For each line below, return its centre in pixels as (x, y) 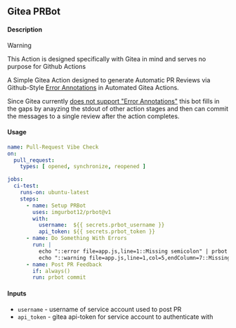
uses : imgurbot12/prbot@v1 (72, 212)
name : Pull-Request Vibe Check (53, 147)
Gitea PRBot (34, 12)
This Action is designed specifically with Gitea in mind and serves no (107, 58)
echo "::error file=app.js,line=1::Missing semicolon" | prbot (133, 251)
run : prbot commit (59, 277)
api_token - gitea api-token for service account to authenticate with (115, 317)
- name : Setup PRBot (56, 206)
